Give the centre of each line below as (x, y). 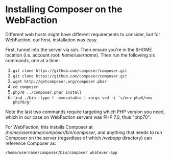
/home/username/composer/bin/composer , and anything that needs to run (84, 132)
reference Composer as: (31, 143)
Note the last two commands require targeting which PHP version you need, (85, 112)
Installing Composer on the (64, 9)
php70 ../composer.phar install (47, 92)
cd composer (25, 87)
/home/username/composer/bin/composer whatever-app (61, 152)
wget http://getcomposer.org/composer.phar (60, 82)
